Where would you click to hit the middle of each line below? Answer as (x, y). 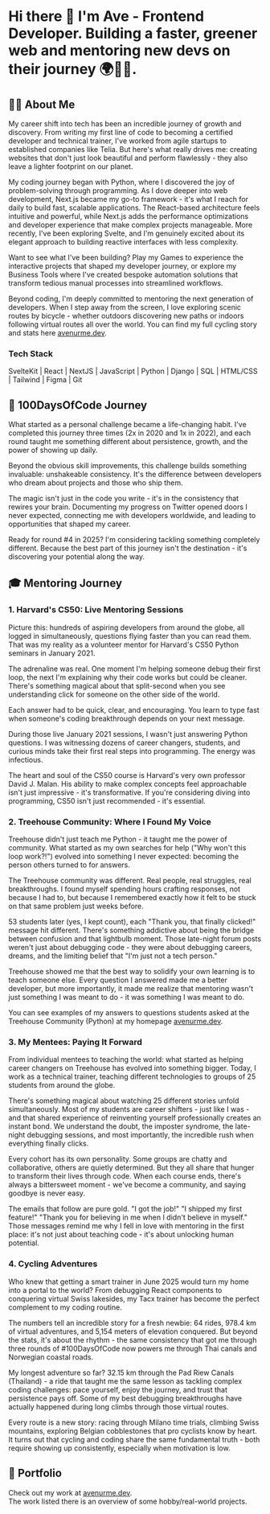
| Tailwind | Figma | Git (45, 380)
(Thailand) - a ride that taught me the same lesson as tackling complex (125, 1381)
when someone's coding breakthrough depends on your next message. (127, 718)
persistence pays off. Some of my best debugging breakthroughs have (125, 1398)
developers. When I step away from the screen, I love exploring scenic (125, 307)
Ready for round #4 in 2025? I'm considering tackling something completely (134, 540)
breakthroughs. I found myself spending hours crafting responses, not (125, 889)
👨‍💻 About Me (42, 104)
